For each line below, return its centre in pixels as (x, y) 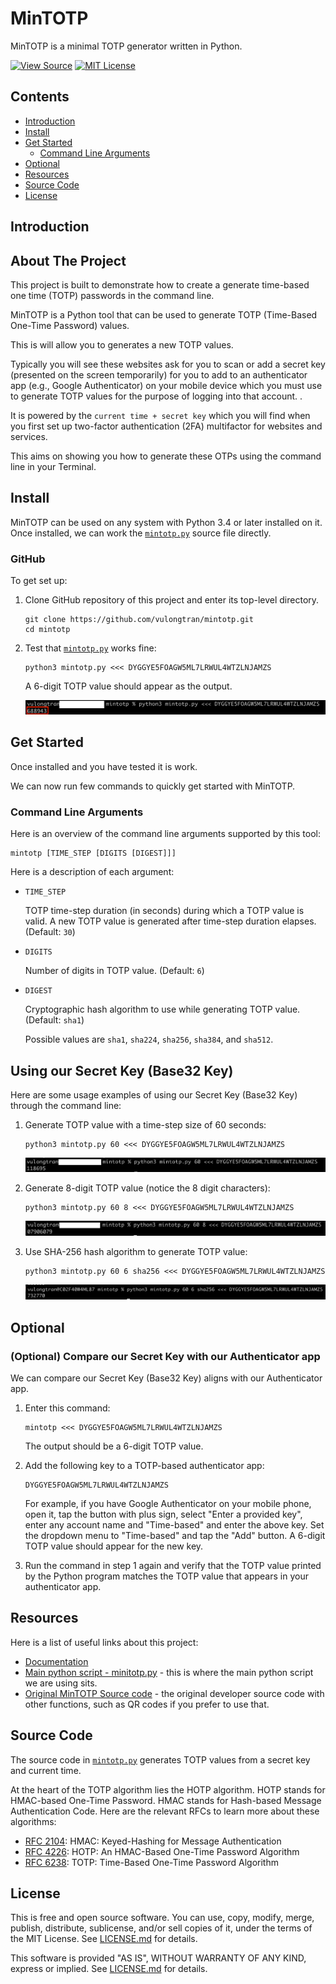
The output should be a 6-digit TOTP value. (114, 1446)
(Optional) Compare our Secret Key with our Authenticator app (165, 1356)
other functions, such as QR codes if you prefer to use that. (147, 1704)
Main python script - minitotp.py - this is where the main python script (169, 1672)
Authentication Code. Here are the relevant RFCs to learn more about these (165, 1811)
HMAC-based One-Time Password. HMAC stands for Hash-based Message (166, 1800)
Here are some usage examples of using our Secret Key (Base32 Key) (154, 1094)
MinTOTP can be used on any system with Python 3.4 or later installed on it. (166, 522)
